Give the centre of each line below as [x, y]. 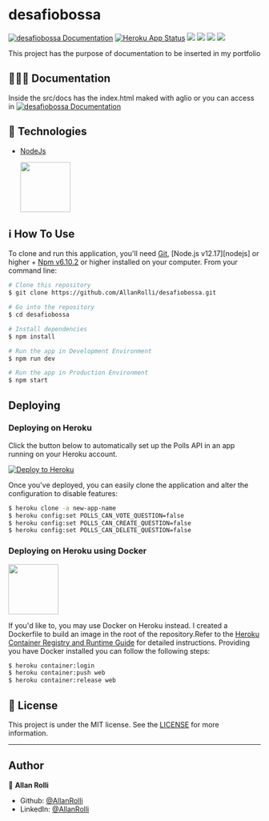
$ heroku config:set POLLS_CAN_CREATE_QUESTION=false [100, 523]
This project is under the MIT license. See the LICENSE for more [114, 725]
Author [26, 766]
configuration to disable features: [63, 493]
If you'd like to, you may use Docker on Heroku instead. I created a [118, 625]
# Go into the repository [51, 307]
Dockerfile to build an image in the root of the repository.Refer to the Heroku [134, 634]
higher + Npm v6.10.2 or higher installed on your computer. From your [123, 262]
